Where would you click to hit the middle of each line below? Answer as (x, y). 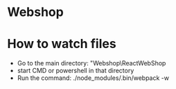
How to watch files (62, 44)
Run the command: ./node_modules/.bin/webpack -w (93, 78)
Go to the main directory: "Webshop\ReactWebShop (91, 63)
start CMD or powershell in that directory (76, 71)
